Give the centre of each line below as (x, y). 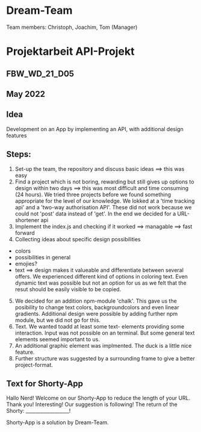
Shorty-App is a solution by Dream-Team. (58, 422)
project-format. (34, 365)
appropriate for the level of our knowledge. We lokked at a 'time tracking (105, 201)
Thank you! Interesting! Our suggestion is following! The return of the (92, 404)
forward (25, 233)
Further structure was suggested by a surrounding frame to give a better (105, 358)
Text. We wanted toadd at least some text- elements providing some (100, 326)
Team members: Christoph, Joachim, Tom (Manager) (72, 27)
